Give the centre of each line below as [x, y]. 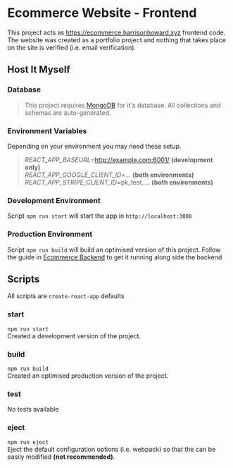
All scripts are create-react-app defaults [66, 296]
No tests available [33, 409]
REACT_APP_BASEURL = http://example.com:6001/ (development [119, 159]
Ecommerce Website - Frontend [102, 13]
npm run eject [28, 442]
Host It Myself [39, 69]
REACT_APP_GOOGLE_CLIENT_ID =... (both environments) [109, 175]
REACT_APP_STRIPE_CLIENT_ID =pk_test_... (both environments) [119, 182]
